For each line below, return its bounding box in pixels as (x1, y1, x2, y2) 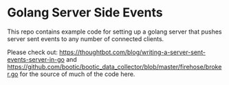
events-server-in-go (7, 55, 65, 63)
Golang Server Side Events (7, 5, 163, 21)
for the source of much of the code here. (19, 70, 135, 78)
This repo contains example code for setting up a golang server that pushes (7, 27, 222, 36)
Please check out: (7, 48, 58, 56)
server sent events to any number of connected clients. (7, 34, 164, 42)
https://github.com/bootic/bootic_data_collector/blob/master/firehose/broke (7, 62, 222, 71)
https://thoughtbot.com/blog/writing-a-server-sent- (59, 48, 206, 56)
